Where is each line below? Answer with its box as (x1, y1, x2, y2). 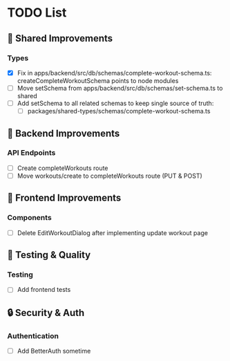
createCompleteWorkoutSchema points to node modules (17, 76, 179, 84)
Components (7, 213, 52, 223)
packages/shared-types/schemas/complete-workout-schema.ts (27, 107, 211, 115)
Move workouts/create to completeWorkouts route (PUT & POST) (17, 172, 202, 180)
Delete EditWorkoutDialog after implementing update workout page (17, 228, 209, 237)
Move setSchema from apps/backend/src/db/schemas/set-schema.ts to (17, 84, 223, 92)
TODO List (7, 5, 67, 21)
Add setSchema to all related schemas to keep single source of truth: (17, 99, 214, 107)
